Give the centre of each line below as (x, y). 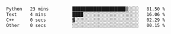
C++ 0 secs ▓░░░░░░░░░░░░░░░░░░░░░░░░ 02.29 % (86, 20)
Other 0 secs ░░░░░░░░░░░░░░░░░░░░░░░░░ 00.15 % (86, 25)
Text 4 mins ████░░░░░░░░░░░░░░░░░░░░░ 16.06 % (86, 14)
